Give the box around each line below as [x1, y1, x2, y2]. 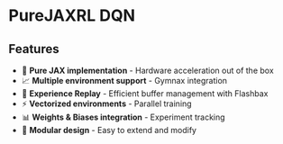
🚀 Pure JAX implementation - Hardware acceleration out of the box [21, 65, 274, 76]
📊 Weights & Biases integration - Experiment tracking [21, 112, 226, 122]
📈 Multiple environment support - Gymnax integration [21, 76, 227, 85]
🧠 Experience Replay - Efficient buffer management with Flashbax [21, 88, 269, 99]
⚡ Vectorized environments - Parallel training [21, 98, 192, 109]
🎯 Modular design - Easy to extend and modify [21, 125, 197, 135]
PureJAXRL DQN [8, 5, 136, 26]
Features [8, 41, 59, 57]
